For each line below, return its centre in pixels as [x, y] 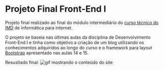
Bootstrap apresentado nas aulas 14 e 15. [47, 53]
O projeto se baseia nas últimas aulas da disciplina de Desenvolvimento [78, 37]
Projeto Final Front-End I [56, 9]
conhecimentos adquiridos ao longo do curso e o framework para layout [79, 47]
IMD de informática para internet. [39, 27]
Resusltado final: [22, 62]
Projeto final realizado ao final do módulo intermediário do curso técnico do [82, 23]
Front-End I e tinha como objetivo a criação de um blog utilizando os [75, 42]
